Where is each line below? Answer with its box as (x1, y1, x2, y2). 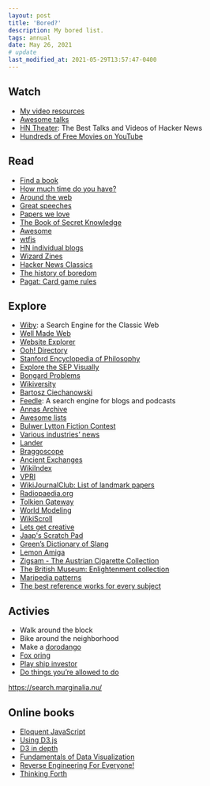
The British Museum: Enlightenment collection (19, 564, 170, 574)
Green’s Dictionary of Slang (19, 540, 109, 549)
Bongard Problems (19, 371, 81, 380)
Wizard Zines (19, 251, 63, 261)
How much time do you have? (19, 184, 117, 193)
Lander (19, 438, 43, 448)
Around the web (19, 192, 73, 202)
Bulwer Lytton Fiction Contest (19, 422, 116, 431)
